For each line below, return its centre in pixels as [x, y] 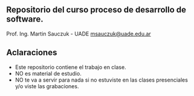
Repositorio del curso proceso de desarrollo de [96, 10]
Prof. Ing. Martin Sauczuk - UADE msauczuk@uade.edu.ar [79, 34]
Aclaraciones [32, 52]
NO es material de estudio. [48, 73]
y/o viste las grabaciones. [47, 86]
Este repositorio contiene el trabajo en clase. [70, 67]
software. [25, 19]
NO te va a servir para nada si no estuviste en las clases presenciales [102, 80]
